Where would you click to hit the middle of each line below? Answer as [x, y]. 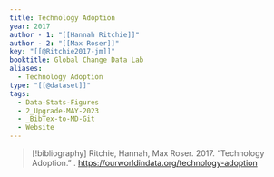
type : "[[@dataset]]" [50, 85]
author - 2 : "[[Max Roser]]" [64, 43]
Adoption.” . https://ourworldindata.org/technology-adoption [144, 163]
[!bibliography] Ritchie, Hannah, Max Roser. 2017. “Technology [148, 153]
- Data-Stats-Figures [59, 102]
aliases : [26, 69]
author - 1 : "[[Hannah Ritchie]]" [75, 34]
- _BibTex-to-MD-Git [56, 119]
